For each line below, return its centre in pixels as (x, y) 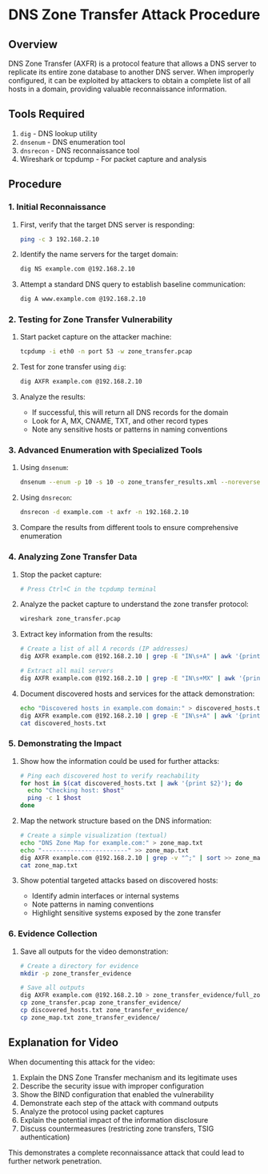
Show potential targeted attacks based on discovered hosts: (119, 880)
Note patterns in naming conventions (93, 905)
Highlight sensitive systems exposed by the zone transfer (126, 913)
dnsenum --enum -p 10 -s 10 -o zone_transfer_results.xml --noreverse (140, 482)
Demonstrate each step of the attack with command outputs (119, 1103)
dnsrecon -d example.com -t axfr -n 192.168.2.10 (104, 513)
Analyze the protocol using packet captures (92, 1112)
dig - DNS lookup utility (58, 133)
